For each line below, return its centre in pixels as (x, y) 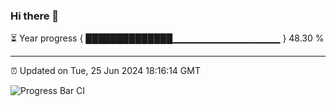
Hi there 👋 (35, 16)
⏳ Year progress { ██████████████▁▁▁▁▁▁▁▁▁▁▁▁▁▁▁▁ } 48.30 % (167, 38)
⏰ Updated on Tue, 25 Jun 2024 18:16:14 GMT (105, 71)
